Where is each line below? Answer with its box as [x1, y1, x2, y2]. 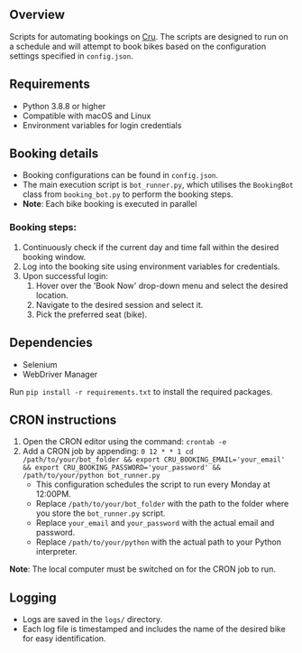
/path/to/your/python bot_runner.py [22, 471, 160, 480]
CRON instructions [9, 412, 117, 427]
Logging [9, 590, 57, 605]
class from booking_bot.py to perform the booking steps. [22, 189, 233, 200]
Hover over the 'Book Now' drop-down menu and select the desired [35, 280, 288, 291]
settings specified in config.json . [9, 50, 133, 61]
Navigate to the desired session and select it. [35, 299, 204, 310]
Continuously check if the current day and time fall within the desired [22, 241, 279, 252]
